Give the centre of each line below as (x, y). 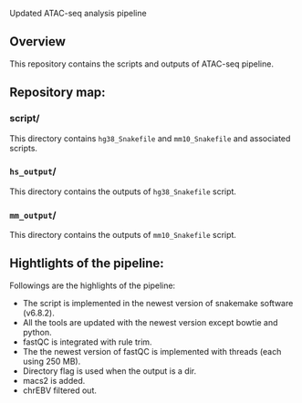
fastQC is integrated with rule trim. (87, 342)
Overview (38, 41)
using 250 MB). (52, 361)
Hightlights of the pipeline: (87, 263)
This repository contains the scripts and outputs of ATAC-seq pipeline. (141, 64)
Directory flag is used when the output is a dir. (109, 371)
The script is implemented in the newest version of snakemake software (158, 303)
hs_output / (33, 171)
